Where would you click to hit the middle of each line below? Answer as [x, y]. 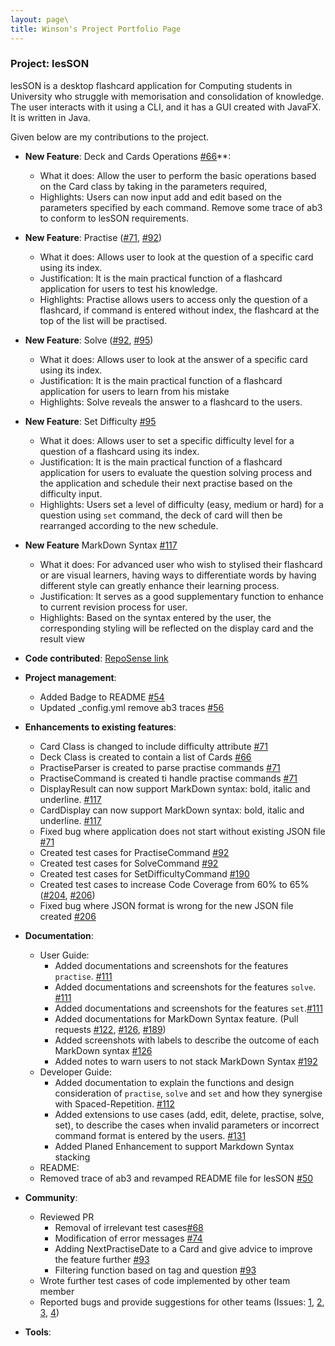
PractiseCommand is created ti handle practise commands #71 [168, 778]
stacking [72, 1157]
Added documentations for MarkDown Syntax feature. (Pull [176, 1018]
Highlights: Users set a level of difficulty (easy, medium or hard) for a [181, 504]
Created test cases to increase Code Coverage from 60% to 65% [174, 884]
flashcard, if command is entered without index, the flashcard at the [179, 310]
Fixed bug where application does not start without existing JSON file [182, 831]
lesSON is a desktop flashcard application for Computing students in [151, 85]
